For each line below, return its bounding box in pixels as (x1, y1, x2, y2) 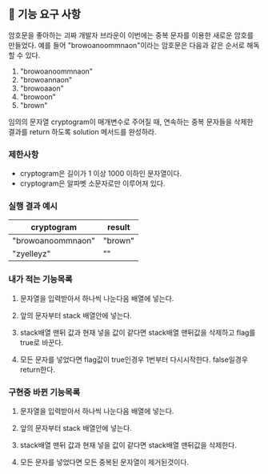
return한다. (19, 364, 56, 374)
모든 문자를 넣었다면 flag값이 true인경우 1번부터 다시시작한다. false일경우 (19, 355, 249, 364)
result (107, 222, 130, 233)
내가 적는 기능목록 (8, 274, 74, 285)
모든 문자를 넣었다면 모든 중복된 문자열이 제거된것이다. (19, 457, 190, 467)
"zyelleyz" (12, 248, 51, 259)
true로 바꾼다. (19, 337, 64, 347)
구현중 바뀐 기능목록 (8, 387, 81, 398)
